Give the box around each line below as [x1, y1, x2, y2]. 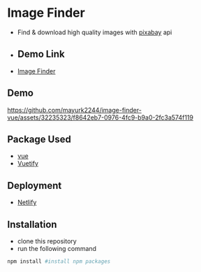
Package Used [7, 133, 71, 145]
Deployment [7, 180, 62, 192]
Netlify [17, 198, 37, 207]
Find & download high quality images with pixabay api [17, 28, 172, 36]
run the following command [17, 245, 96, 252]
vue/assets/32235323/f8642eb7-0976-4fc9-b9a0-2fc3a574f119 [7, 113, 194, 122]
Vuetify [17, 159, 38, 168]
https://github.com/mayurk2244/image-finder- [7, 106, 142, 114]
